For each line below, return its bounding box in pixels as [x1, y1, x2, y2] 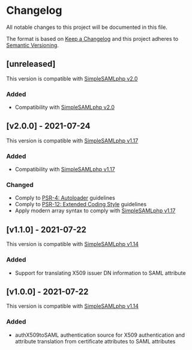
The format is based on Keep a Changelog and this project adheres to [6, 35, 179, 42]
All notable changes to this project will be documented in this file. [6, 23, 168, 31]
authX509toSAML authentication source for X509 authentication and [14, 331, 185, 339]
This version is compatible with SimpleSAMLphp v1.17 [6, 137, 139, 144]
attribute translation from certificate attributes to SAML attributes [14, 337, 176, 345]
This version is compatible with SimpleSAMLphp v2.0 [6, 75, 138, 82]
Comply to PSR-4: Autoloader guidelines [14, 194, 115, 201]
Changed [6, 181, 34, 189]
